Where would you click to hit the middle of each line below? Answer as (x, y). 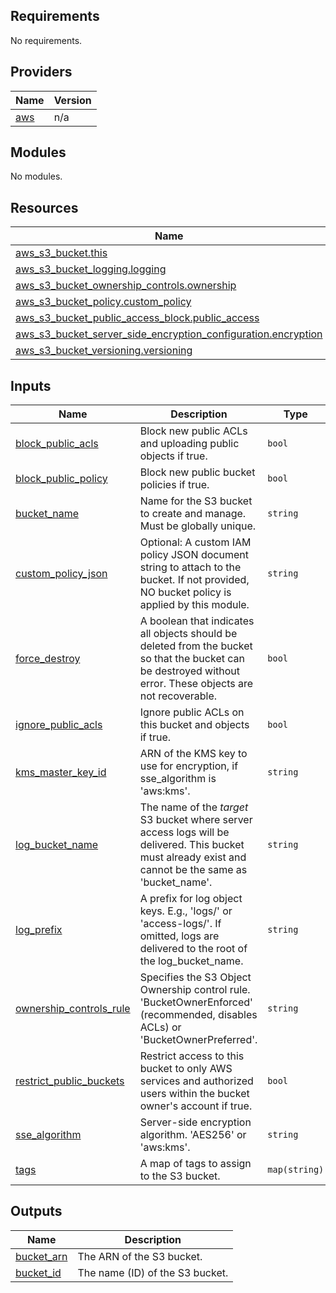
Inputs (31, 385)
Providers (41, 72)
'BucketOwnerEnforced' (196, 1002)
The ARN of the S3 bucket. (140, 1256)
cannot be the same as (193, 870)
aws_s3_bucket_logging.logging (91, 269)
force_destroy (48, 659)
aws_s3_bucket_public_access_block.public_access (137, 318)
